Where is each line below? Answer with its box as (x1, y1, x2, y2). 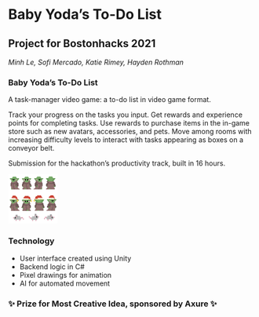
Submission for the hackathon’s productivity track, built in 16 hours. (8, 158, 226, 168)
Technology (8, 235, 55, 246)
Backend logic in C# (19, 261, 85, 271)
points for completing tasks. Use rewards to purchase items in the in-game (8, 118, 250, 128)
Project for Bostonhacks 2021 (8, 37, 156, 50)
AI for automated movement (19, 279, 111, 288)
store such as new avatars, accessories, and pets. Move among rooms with (8, 127, 253, 137)
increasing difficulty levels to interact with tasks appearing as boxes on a (8, 135, 244, 144)
